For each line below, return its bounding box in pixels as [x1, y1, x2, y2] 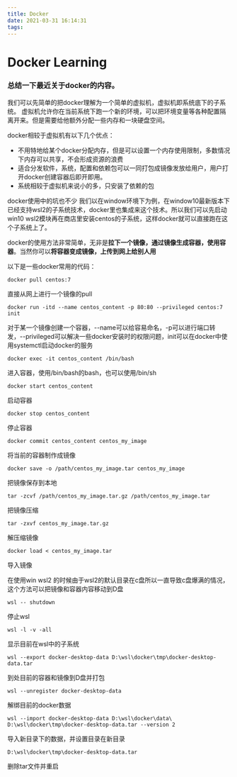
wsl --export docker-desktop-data [7, 654, 110, 661]
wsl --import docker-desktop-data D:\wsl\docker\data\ [7, 715, 173, 722]
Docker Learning [7, 54, 108, 70]
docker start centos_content [7, 382, 93, 390]
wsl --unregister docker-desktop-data [7, 687, 122, 695]
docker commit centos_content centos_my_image [7, 437, 147, 445]
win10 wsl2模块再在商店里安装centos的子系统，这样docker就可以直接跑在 [7, 214, 222, 223]
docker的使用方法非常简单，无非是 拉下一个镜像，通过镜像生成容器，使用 [7, 238, 220, 247]
